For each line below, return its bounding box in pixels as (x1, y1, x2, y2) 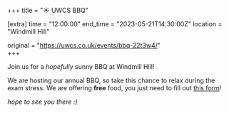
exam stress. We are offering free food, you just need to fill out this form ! (7, 84, 222, 92)
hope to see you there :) (7, 97, 78, 106)
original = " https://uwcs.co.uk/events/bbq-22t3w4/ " (7, 41, 161, 49)
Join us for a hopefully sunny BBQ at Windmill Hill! (7, 63, 155, 70)
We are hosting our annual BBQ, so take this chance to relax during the (7, 76, 215, 85)
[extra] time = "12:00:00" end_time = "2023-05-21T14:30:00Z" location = (7, 20, 223, 28)
